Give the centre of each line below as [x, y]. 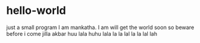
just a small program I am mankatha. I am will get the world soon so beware [100, 27]
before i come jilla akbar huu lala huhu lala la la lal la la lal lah [82, 33]
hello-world [36, 11]
